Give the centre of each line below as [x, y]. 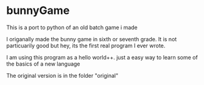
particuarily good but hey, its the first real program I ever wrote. [86, 46]
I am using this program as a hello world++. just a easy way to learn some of [102, 57]
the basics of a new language [43, 64]
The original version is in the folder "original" [62, 75]
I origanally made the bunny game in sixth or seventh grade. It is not [92, 39]
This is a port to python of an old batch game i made [72, 27]
